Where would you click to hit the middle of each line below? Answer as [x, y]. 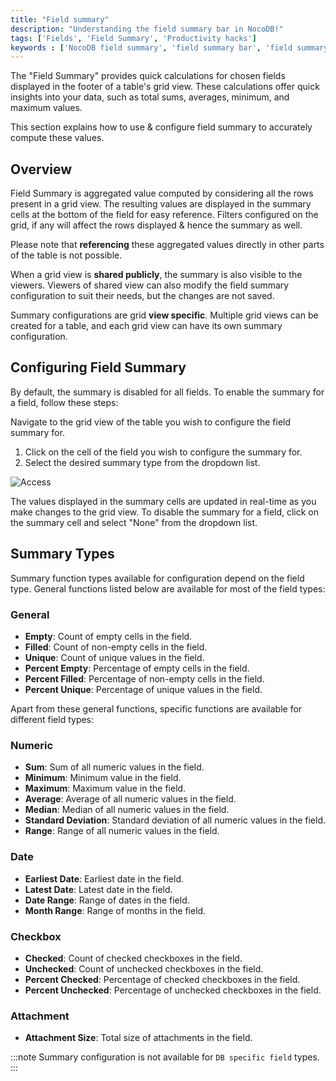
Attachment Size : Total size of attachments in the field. [138, 1038]
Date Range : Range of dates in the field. [107, 900]
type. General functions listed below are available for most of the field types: [168, 588]
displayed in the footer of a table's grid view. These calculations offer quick [165, 87]
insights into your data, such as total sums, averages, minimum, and [150, 97]
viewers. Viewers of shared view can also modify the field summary [150, 285]
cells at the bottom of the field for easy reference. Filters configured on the [164, 215]
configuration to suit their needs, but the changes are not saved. [142, 296]
